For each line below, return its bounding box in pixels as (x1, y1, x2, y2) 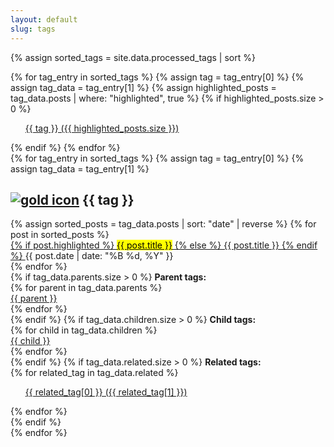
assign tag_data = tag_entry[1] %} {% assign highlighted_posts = (10, 81, 277, 93)
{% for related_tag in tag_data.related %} (10, 367, 179, 379)
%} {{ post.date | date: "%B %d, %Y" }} (10, 250, 174, 262)
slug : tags (10, 24, 56, 34)
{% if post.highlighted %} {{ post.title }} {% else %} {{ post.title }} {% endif (10, 239, 318, 251)
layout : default (10, 14, 78, 25)
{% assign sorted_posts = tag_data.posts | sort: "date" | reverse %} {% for (10, 218, 317, 230)
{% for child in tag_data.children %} (10, 324, 158, 336)
